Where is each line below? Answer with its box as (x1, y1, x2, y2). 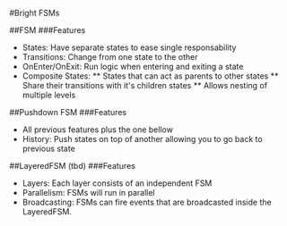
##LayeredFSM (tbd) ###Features (9, 161, 136, 171)
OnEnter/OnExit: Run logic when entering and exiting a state (22, 62, 244, 71)
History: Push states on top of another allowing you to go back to (22, 134, 263, 144)
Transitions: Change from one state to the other (22, 52, 198, 62)
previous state (22, 143, 76, 154)
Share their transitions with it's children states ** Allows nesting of (22, 80, 267, 90)
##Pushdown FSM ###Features (9, 107, 127, 117)
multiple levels (22, 89, 76, 100)
